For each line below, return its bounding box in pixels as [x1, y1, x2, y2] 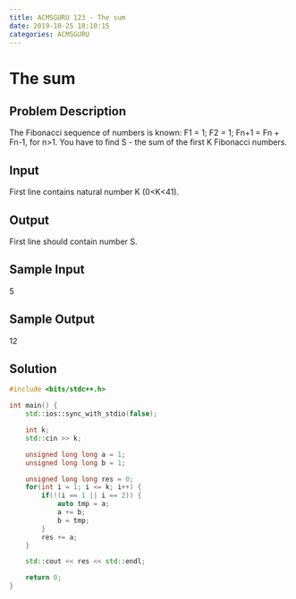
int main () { [9, 401, 58, 410]
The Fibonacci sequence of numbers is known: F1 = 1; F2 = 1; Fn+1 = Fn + [9, 127, 280, 139]
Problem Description [9, 104, 127, 119]
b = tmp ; [56, 516, 90, 525]
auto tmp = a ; [56, 500, 110, 509]
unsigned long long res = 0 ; [25, 475, 134, 484]
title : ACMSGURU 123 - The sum [9, 13, 126, 22]
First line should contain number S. [9, 236, 138, 247]
